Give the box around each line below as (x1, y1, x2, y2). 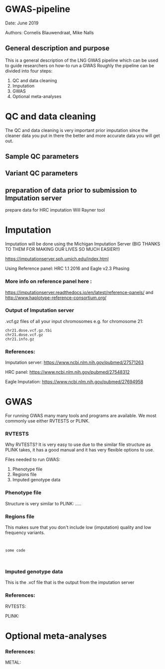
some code (5, 548, 26, 553)
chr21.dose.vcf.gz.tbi (5, 328, 52, 333)
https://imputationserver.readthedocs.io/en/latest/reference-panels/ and (5, 289, 154, 295)
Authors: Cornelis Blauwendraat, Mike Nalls (5, 29, 94, 35)
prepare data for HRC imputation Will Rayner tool (5, 207, 105, 213)
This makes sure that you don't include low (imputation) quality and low (5, 524, 152, 530)
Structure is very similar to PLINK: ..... (5, 500, 82, 506)
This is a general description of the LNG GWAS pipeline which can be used (5, 57, 159, 63)
